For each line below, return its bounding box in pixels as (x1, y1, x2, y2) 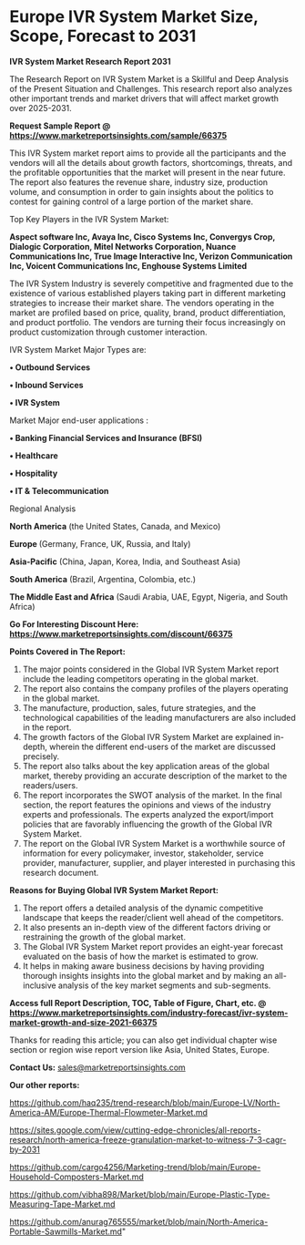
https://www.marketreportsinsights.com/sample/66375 (9, 129, 228, 140)
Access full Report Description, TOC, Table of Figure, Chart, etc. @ (9, 997, 267, 1008)
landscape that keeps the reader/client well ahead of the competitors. (22, 911, 284, 922)
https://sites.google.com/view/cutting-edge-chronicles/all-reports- (9, 1124, 261, 1136)
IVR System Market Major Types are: (9, 344, 147, 355)
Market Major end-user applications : (9, 415, 148, 426)
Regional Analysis (9, 503, 76, 514)
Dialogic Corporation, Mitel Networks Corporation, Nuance (9, 241, 237, 252)
